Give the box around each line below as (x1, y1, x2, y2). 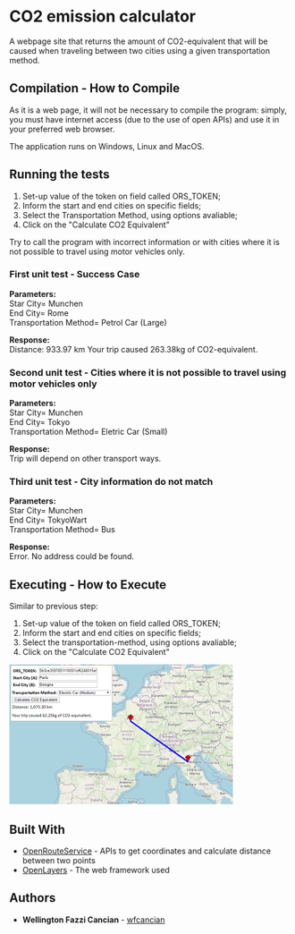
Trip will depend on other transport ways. (9, 454, 162, 464)
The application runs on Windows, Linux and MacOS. (9, 140, 205, 151)
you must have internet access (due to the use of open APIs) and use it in (9, 114, 280, 124)
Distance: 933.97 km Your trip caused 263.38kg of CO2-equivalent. (9, 344, 258, 354)
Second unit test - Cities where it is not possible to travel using (9, 366, 287, 378)
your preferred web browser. (9, 123, 115, 134)
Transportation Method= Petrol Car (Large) (9, 317, 167, 327)
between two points (21, 855, 96, 866)
